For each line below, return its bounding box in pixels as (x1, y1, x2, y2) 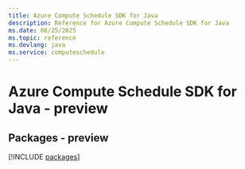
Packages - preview (8, 131, 109, 144)
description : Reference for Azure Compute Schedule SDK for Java (8, 19, 229, 27)
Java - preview (8, 100, 109, 117)
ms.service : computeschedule (8, 48, 105, 56)
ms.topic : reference (8, 33, 77, 42)
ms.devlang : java (8, 41, 66, 49)
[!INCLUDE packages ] (8, 152, 80, 161)
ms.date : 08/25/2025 (8, 26, 77, 34)
